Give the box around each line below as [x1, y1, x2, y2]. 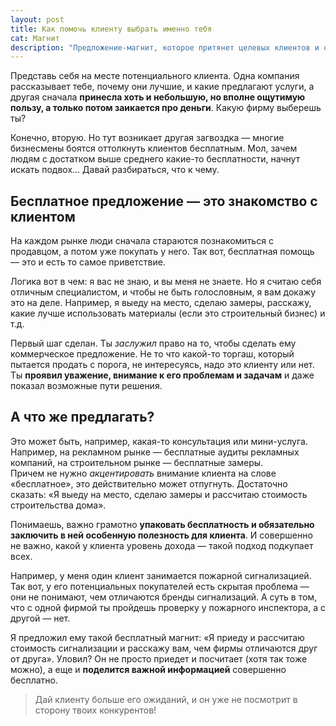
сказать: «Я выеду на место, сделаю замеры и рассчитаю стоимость [10, 488, 308, 500]
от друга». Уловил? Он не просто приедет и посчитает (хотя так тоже [10, 652, 308, 665]
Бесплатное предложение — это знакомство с [10, 192, 318, 210]
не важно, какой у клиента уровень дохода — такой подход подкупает [10, 539, 314, 551]
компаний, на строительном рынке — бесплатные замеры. [10, 456, 264, 468]
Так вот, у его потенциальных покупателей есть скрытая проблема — [10, 580, 310, 592]
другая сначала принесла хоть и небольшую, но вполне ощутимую [10, 91, 306, 103]
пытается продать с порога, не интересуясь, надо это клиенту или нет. [10, 359, 315, 371]
